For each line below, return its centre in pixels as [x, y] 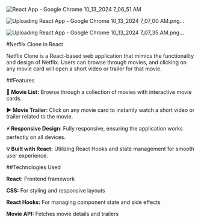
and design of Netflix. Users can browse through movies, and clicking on [96, 62]
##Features [20, 80]
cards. [14, 98]
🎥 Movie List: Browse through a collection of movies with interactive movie [99, 92]
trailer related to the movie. [40, 116]
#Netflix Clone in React [35, 44]
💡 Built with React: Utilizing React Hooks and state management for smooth [100, 149]
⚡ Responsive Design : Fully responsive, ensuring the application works [95, 128]
